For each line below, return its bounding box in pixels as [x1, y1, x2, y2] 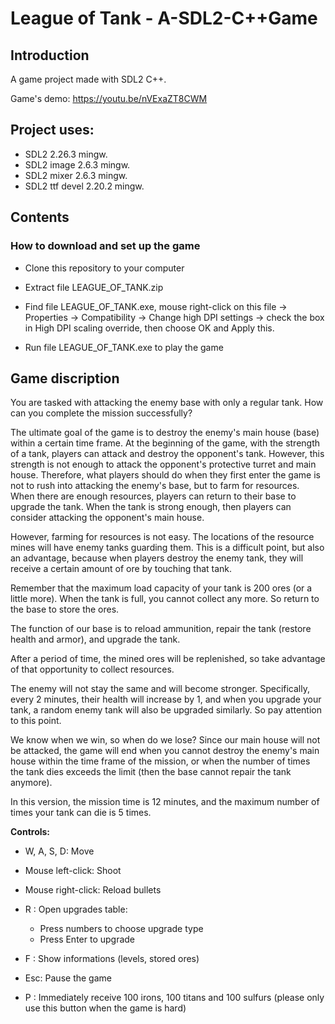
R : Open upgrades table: [24, 903, 128, 916]
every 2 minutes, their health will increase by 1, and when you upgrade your [10, 693, 322, 706]
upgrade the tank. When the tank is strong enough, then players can [10, 501, 292, 513]
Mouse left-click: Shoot [24, 865, 122, 877]
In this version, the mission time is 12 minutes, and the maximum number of [10, 796, 320, 808]
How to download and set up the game [10, 239, 201, 253]
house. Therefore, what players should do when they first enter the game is [10, 469, 321, 481]
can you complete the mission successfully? [10, 407, 193, 419]
